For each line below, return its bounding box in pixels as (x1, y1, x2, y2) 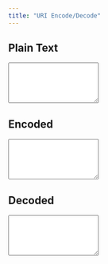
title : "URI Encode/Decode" (8, 11, 102, 20)
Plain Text (8, 41, 58, 55)
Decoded (8, 193, 54, 207)
